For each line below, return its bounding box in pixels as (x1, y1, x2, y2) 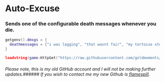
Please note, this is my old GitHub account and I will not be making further (5, 66, 156, 72)
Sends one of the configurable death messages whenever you (5, 20, 157, 27)
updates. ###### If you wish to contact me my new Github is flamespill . (5, 71, 150, 77)
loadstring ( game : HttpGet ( (5, 56, 58, 61)
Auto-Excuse (5, 3, 60, 14)
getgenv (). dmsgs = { (5, 38, 48, 42)
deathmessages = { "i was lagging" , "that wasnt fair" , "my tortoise (9, 42, 153, 47)
